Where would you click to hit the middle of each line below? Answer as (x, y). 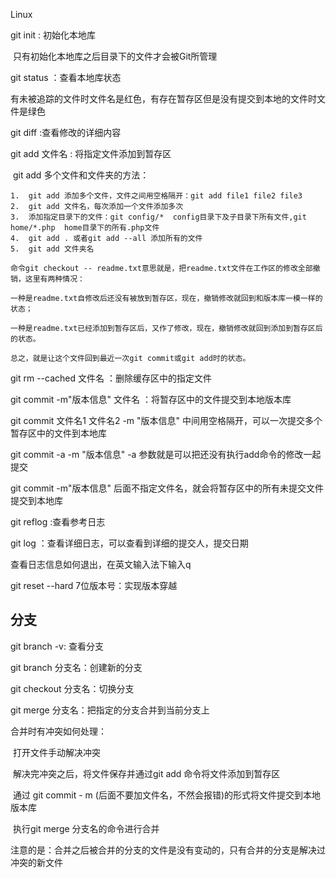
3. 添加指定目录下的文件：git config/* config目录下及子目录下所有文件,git (158, 217)
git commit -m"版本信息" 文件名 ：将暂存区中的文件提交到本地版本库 (151, 399)
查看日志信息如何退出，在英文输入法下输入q (101, 564)
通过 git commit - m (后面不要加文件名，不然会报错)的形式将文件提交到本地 (166, 795)
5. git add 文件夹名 (52, 249)
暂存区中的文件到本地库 (58, 433)
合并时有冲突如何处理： (58, 731)
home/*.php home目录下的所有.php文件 (85, 228)
